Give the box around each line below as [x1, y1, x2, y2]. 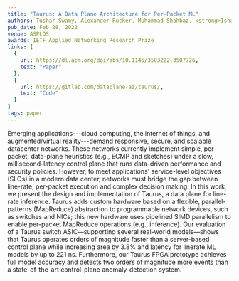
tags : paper [7, 110, 43, 117]
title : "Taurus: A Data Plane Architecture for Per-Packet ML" [7, 10, 199, 18]
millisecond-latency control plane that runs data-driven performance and [7, 159, 222, 168]
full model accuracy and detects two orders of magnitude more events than [7, 258, 229, 266]
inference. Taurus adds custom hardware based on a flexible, [20, 197, 201, 206]
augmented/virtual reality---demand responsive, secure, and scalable [7, 137, 212, 145]
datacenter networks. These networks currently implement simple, [7, 144, 203, 153]
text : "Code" [20, 90, 59, 97]
